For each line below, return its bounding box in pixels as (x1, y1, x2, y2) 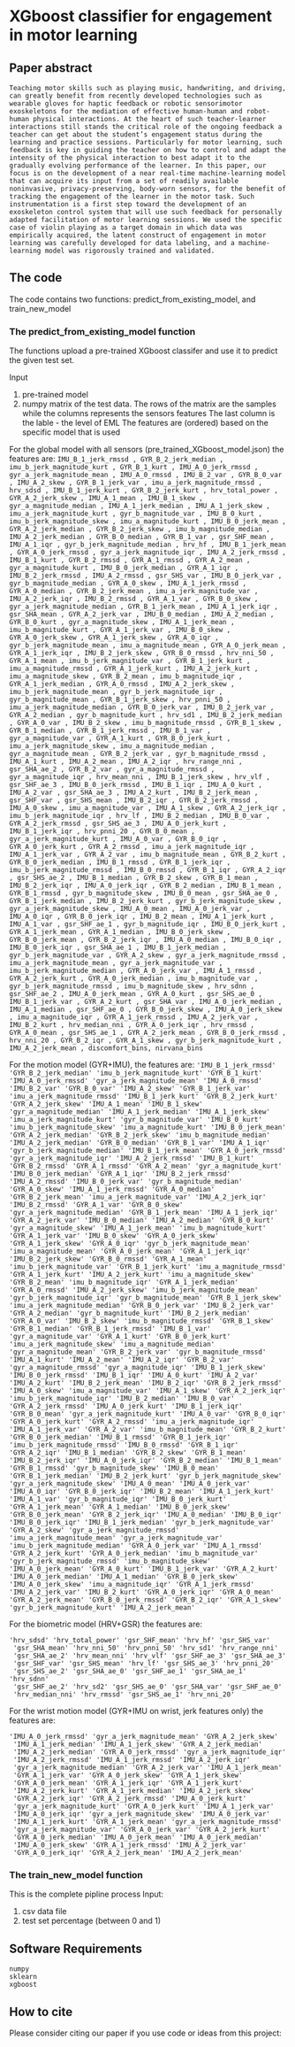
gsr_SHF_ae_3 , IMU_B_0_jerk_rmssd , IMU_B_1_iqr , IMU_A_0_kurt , (9, 781, 263, 790)
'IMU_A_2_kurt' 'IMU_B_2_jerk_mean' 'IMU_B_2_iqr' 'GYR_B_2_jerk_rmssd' (9, 1379, 283, 1387)
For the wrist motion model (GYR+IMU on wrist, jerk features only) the (9, 1706, 263, 1717)
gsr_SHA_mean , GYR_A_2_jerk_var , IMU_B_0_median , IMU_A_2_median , (9, 610, 275, 619)
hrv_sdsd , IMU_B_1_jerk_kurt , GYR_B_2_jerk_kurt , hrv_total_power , (9, 486, 278, 495)
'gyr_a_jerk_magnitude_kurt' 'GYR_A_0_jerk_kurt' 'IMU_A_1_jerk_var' (12, 1802, 275, 1811)
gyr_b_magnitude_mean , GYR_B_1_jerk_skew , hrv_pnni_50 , (9, 695, 231, 705)
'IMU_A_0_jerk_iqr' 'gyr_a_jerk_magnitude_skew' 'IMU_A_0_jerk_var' (12, 1810, 271, 1819)
